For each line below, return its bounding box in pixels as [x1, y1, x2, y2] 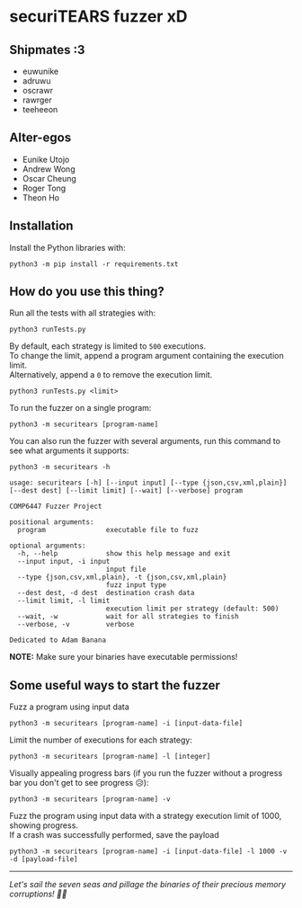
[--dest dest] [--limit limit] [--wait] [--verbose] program [9, 486, 244, 495]
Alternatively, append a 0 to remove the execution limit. [9, 369, 213, 380]
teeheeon [22, 104, 58, 114]
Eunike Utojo [22, 154, 70, 165]
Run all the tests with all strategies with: [9, 307, 155, 318]
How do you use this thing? [9, 284, 164, 299]
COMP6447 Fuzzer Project [9, 502, 102, 512]
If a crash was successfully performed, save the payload [9, 830, 219, 841]
